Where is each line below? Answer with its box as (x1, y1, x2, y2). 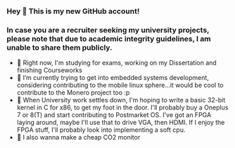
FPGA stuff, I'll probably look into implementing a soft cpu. (16, 126, 186, 134)
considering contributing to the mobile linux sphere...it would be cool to (16, 81, 224, 90)
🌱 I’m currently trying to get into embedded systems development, (16, 74, 209, 82)
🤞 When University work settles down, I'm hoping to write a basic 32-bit (16, 96, 226, 105)
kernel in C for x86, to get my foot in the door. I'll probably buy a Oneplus (16, 103, 229, 112)
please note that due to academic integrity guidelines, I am (6, 34, 212, 43)
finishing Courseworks (16, 66, 82, 74)
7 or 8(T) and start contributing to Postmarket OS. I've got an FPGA (16, 111, 212, 119)
